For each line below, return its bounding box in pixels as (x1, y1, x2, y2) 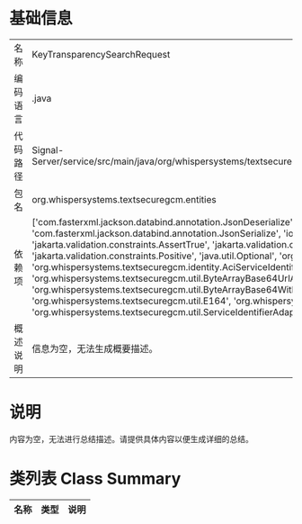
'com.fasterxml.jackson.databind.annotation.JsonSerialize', (31, 227, 281, 239)
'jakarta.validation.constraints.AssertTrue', (31, 238, 210, 250)
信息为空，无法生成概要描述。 (31, 342, 159, 355)
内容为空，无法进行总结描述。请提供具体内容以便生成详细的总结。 (9, 433, 253, 444)
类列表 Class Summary (9, 469, 182, 489)
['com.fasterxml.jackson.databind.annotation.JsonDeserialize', (31, 215, 296, 228)
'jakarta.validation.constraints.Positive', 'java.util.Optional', (31, 249, 278, 262)
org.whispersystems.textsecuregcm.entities (31, 193, 218, 205)
